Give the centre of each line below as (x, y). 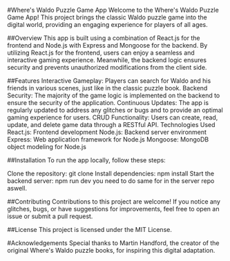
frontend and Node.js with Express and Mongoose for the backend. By (107, 45)
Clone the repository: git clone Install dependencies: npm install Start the (111, 173)
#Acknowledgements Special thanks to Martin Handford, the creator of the (113, 243)
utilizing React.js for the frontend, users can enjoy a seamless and (101, 52)
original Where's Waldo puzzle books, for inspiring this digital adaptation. (111, 250)
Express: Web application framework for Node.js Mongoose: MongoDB (108, 139)
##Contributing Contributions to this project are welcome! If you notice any (114, 202)
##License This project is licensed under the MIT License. (90, 230)
